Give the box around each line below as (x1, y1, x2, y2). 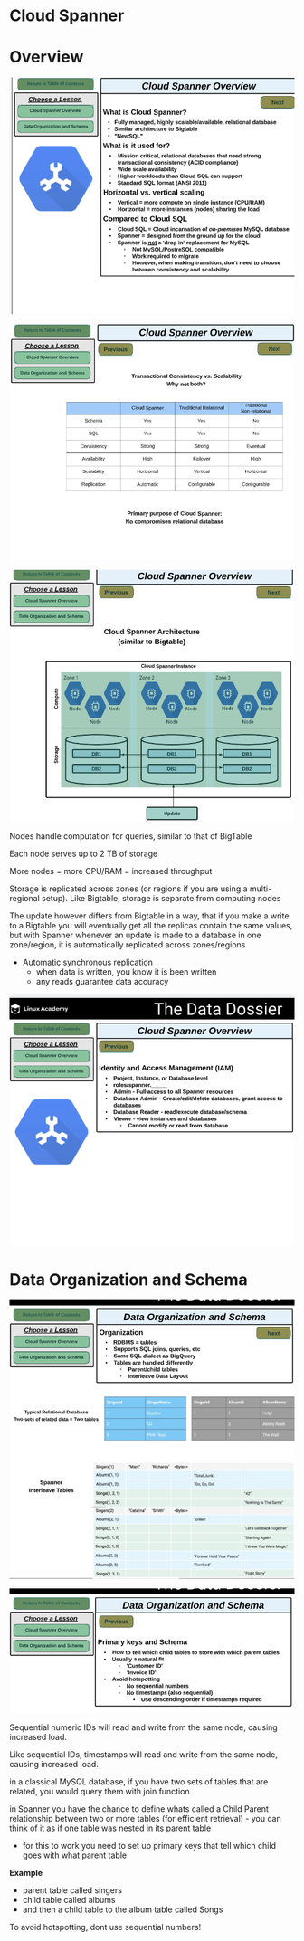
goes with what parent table (22, 1850, 128, 1860)
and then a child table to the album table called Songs (22, 1904, 223, 1915)
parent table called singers (22, 1885, 122, 1896)
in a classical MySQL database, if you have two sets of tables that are (9, 1776, 269, 1787)
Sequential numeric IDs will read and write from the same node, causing (9, 1722, 278, 1733)
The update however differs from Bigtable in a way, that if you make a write (9, 910, 290, 921)
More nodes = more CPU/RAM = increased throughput (9, 866, 213, 877)
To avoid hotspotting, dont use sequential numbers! (9, 1922, 202, 1933)
